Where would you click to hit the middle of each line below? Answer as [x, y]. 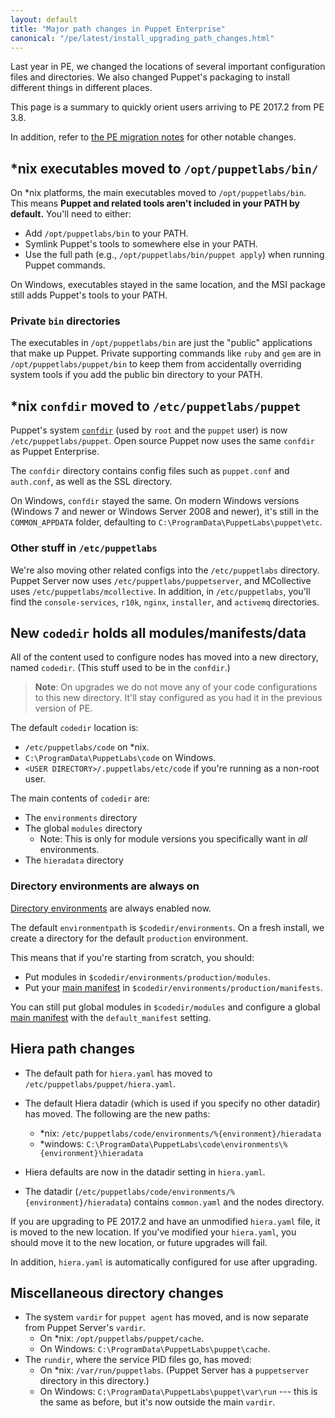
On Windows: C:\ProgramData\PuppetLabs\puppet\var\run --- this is [178, 1392]
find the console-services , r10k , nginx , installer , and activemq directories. [165, 602]
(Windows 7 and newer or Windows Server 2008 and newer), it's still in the [165, 512]
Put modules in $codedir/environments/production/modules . [147, 977]
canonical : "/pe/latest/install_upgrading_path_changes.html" [142, 38]
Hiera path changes [72, 1049]
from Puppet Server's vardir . [85, 1328]
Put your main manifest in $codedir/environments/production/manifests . [173, 987]
